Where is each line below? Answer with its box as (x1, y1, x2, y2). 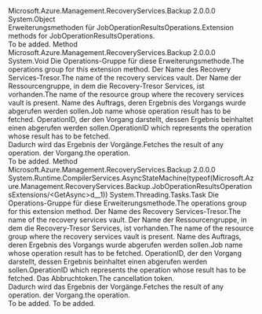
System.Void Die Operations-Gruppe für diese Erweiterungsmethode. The (8, 57, 245, 65)
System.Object (8, 14, 56, 24)
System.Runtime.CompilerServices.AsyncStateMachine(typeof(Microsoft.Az (8, 173, 254, 183)
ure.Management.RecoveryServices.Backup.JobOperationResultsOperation (8, 182, 253, 190)
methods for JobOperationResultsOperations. (8, 31, 155, 40)
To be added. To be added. (8, 299, 96, 308)
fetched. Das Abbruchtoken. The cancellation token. (8, 274, 175, 283)
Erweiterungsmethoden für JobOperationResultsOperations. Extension (8, 23, 234, 32)
